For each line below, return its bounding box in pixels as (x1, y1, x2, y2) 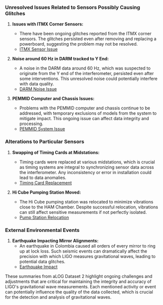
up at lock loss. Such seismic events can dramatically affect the (19, 248, 147, 254)
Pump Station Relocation (19, 214, 69, 220)
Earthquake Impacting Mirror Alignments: (12, 237, 99, 244)
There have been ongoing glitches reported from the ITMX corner (19, 31, 152, 37)
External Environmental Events (5, 227, 80, 233)
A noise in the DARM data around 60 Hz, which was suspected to (19, 65, 151, 71)
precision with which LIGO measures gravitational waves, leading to (19, 253, 156, 259)
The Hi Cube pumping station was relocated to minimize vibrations (19, 199, 154, 204)
